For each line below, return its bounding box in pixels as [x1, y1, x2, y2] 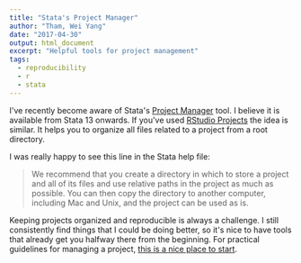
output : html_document [9, 38, 94, 48]
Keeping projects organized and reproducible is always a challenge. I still [9, 214, 279, 225]
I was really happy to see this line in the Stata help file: [9, 150, 211, 162]
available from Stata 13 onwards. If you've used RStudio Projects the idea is [9, 114, 289, 125]
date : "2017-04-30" [9, 30, 83, 39]
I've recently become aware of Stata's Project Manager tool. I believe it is [9, 104, 280, 115]
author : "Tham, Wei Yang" [9, 22, 106, 31]
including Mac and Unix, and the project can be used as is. [31, 197, 249, 208]
